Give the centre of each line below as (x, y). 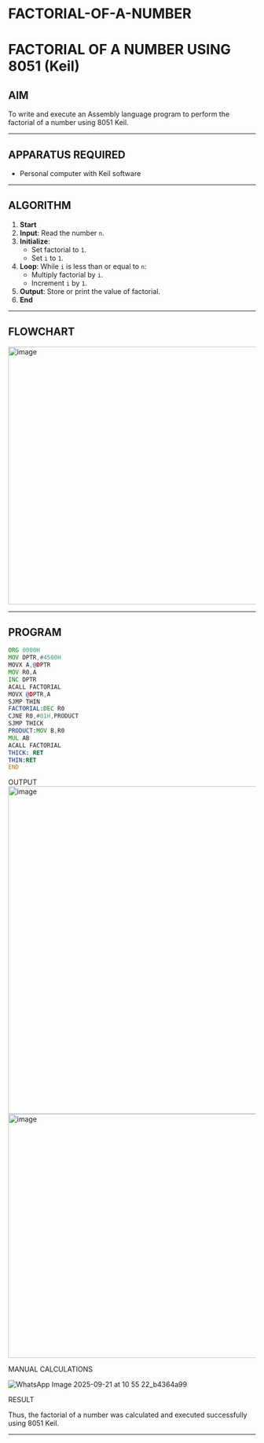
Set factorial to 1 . (59, 249)
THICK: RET (26, 753)
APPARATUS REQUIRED (67, 154)
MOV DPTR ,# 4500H (35, 658)
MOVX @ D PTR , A (29, 694)
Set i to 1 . (48, 258)
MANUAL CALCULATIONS (50, 1369)
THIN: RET (22, 760)
